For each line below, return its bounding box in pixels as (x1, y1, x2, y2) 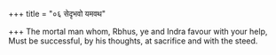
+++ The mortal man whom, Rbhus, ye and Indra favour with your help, (8, 27, 268, 36)
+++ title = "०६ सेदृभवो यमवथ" (8, 9, 106, 19)
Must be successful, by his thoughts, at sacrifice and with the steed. (8, 35, 258, 46)
